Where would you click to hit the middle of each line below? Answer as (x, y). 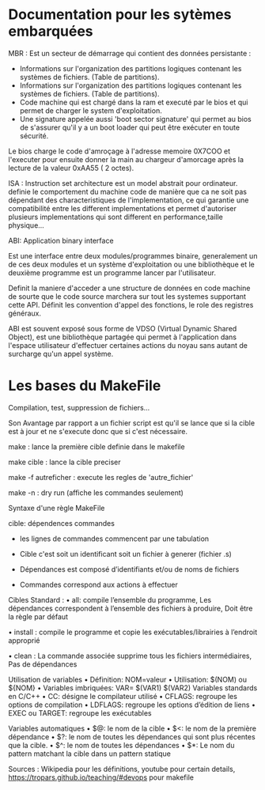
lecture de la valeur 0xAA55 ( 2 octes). (71, 168)
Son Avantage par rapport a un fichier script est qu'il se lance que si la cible (132, 423)
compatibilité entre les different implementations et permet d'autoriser (123, 208)
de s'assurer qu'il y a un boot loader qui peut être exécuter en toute (129, 127)
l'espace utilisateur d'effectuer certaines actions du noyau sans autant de (128, 345)
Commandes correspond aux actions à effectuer (98, 584)
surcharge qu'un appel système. (61, 353)
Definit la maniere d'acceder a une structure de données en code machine (129, 288)
